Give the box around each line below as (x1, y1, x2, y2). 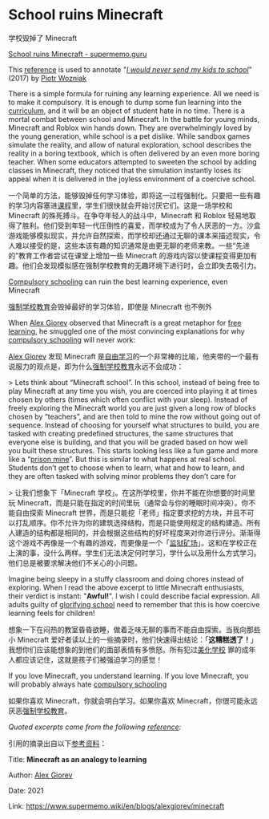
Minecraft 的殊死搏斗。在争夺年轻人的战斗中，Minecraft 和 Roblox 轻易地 (8, 210, 250, 220)
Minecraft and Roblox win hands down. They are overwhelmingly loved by (8, 123, 252, 132)
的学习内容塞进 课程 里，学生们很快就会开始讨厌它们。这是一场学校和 (8, 201, 233, 210)
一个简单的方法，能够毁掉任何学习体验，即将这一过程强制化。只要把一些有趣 (8, 190, 261, 200)
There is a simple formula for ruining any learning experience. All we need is (8, 88, 259, 98)
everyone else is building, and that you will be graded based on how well (8, 437, 248, 447)
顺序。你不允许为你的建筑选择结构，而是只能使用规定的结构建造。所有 (29, 517, 261, 527)
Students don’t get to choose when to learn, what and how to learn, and (8, 463, 246, 472)
